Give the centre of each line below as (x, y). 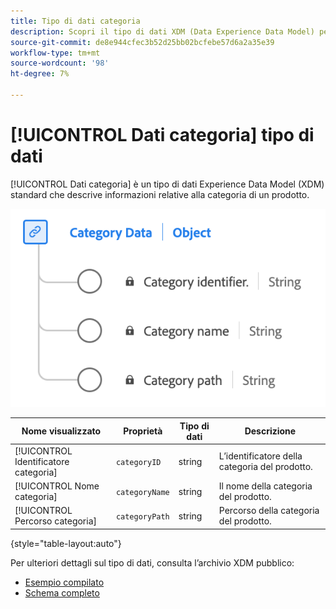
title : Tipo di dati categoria (75, 21)
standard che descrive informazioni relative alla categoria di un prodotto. (160, 194)
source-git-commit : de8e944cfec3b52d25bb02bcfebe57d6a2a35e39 (142, 42)
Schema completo (62, 592)
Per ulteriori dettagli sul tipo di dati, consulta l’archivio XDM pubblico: (152, 562)
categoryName (142, 492)
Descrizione (270, 431)
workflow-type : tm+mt (55, 53)
